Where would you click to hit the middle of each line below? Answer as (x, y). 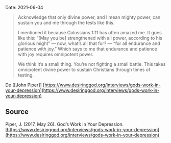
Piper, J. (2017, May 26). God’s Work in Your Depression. (65, 124)
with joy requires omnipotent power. (55, 54)
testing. (26, 75)
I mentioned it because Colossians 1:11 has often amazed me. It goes (90, 32)
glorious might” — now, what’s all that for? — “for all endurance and (89, 43)
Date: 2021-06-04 (24, 7)
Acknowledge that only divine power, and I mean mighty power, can (89, 17)
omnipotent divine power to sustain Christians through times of (84, 69)
